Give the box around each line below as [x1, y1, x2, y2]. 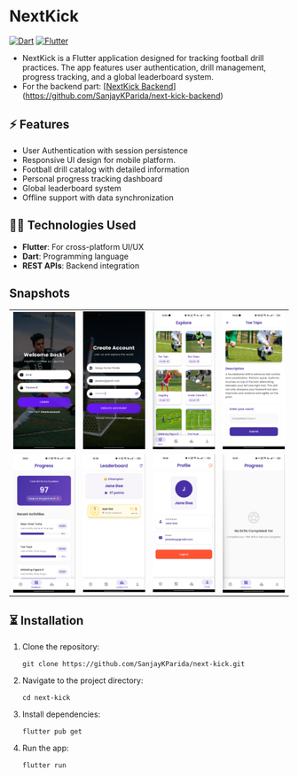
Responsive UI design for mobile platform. [21, 154, 176, 165]
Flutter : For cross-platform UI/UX [21, 241, 145, 252]
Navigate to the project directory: [21, 675, 144, 686]
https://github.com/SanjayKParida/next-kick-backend [25, 90, 221, 101]
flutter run [21, 760, 67, 770]
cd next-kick [21, 693, 71, 702]
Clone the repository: [21, 641, 100, 652]
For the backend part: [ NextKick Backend [21, 81, 174, 91]
